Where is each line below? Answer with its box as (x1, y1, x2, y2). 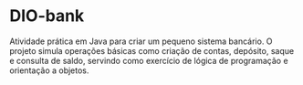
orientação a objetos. (9, 65, 89, 76)
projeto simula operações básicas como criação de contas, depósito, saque (9, 45, 295, 56)
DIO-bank (9, 5, 85, 27)
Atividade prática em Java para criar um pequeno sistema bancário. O (9, 36, 273, 47)
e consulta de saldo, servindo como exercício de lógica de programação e (9, 55, 289, 66)
